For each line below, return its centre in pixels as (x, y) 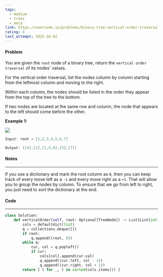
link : (10, 28)
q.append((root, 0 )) (52, 238)
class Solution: (21, 216)
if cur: (39, 252)
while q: (31, 243)
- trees (17, 18)
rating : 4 (15, 32)
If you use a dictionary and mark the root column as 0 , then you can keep (78, 174)
